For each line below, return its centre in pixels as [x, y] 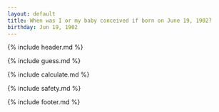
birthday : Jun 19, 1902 [43, 27]
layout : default [31, 14]
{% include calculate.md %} [49, 74]
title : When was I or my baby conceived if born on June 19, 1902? [110, 21]
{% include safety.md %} [44, 89]
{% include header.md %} [45, 47]
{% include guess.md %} [44, 61]
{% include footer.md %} [44, 102]
